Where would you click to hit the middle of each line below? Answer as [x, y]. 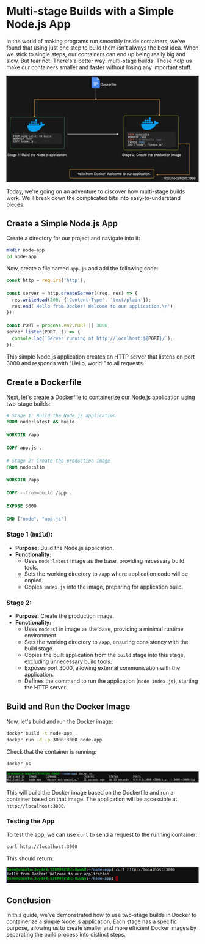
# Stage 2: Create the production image [59, 461]
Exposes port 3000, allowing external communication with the [102, 668]
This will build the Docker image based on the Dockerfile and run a [90, 792]
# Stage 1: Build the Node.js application [61, 415]
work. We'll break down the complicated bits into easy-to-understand [94, 198]
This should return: [30, 858]
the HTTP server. [46, 688]
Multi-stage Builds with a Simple [90, 11]
